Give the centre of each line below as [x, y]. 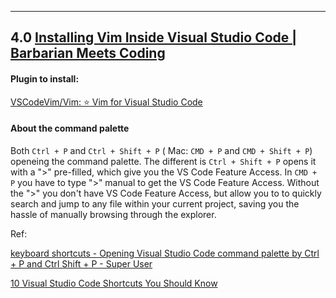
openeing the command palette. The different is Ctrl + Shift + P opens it [163, 161]
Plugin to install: [45, 78]
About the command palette [70, 128]
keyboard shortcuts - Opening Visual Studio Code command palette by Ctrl [165, 253]
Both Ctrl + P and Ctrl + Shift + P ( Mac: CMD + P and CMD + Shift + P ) [161, 150]
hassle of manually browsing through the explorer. [113, 214]
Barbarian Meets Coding [88, 53]
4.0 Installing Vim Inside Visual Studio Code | [154, 37]
